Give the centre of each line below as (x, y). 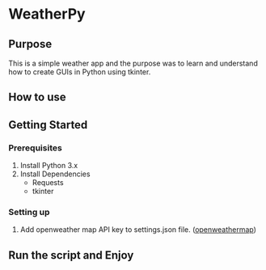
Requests (48, 183)
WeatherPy (47, 14)
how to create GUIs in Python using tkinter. (80, 72)
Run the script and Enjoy (71, 255)
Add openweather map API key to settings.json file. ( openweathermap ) (138, 230)
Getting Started (48, 125)
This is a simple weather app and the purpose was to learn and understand (133, 63)
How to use (37, 97)
